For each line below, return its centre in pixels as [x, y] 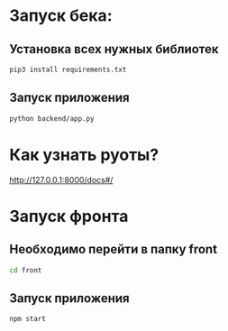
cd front [26, 270]
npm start [28, 319]
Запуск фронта [69, 216]
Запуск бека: [61, 16]
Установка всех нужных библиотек [114, 49]
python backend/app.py [52, 118]
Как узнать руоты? [84, 155]
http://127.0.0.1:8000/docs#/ [61, 179]
